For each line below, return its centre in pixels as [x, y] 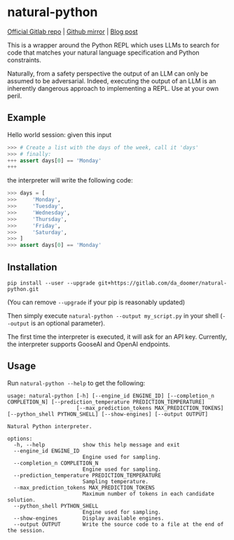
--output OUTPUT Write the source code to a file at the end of [119, 524]
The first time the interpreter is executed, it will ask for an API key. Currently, [117, 336]
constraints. [25, 59]
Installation [32, 267]
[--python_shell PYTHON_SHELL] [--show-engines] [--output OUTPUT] [108, 414]
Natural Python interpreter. [50, 426]
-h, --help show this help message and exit [97, 445]
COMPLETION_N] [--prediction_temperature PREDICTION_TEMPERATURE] [106, 402]
